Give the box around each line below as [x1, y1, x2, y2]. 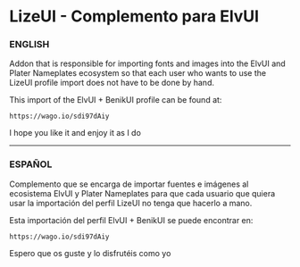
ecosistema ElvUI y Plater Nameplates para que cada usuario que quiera [9, 188, 276, 198]
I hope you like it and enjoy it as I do [9, 128, 141, 138]
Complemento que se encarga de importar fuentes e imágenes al [9, 179, 249, 189]
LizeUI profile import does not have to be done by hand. [9, 78, 214, 88]
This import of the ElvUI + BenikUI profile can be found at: [9, 95, 222, 105]
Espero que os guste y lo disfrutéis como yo [9, 247, 171, 258]
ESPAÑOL [9, 158, 53, 171]
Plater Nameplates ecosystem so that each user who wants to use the [9, 68, 266, 79]
